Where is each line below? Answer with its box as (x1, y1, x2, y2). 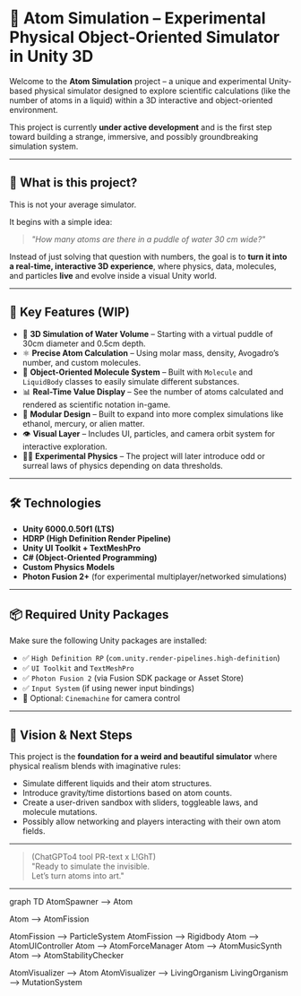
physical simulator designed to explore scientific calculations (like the (34, 85, 291, 96)
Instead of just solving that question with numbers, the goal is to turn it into (9, 251, 288, 262)
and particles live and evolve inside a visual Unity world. (9, 270, 218, 281)
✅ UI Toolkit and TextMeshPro (21, 663, 134, 673)
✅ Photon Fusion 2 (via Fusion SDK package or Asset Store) (21, 672, 245, 684)
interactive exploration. (21, 441, 107, 452)
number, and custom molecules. (21, 357, 142, 368)
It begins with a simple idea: (9, 216, 113, 227)
